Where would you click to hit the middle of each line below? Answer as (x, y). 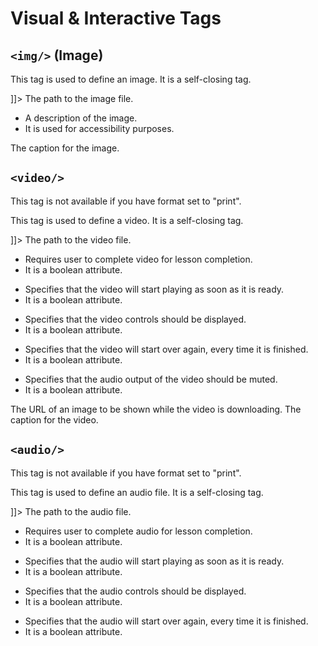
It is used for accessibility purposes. (99, 128)
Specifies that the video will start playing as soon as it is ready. (154, 289)
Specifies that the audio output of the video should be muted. (151, 379)
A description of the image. (81, 118)
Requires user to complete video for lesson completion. (138, 259)
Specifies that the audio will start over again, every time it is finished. (166, 621)
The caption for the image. (65, 148)
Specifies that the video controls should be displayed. (135, 319)
